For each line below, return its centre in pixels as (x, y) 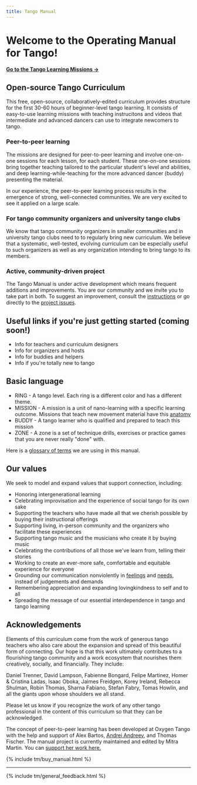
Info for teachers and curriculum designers (66, 344)
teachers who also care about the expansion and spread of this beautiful (94, 645)
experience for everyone (44, 569)
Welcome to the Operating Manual (91, 40)
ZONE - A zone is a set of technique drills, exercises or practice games (100, 433)
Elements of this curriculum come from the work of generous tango (87, 639)
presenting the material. (35, 179)
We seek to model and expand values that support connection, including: (94, 483)
